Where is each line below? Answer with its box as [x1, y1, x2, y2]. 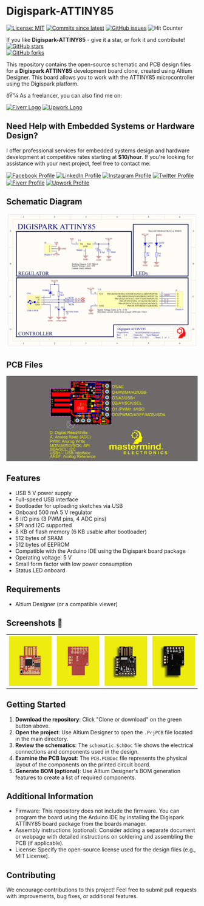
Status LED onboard [15, 566, 66, 574]
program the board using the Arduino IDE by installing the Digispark [15, 814, 184, 821]
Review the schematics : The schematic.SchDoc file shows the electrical [15, 742, 194, 749]
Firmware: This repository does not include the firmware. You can [15, 807, 180, 814]
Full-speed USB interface [15, 496, 79, 503]
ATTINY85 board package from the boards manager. [15, 820, 147, 828]
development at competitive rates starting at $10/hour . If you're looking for [6, 153, 194, 160]
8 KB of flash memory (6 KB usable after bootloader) [15, 528, 147, 535]
